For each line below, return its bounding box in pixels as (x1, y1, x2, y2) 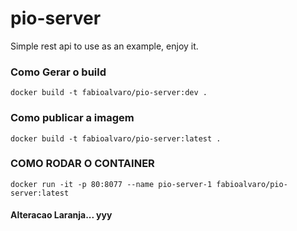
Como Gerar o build (10, 65, 107, 79)
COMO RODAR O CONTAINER (10, 157, 155, 171)
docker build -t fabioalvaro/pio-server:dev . (10, 88, 208, 98)
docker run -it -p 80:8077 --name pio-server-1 (10, 179, 213, 189)
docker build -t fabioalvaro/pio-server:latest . (10, 133, 222, 144)
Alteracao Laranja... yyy (10, 209, 113, 221)
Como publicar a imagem (10, 111, 135, 125)
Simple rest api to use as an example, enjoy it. (10, 40, 199, 52)
